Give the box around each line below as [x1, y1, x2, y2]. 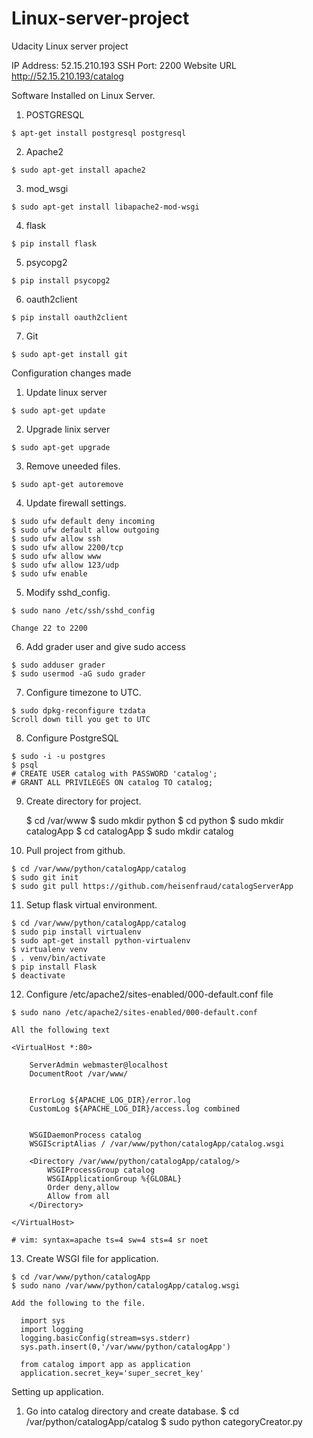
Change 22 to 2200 [11, 623, 88, 633]
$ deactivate [11, 970, 66, 981]
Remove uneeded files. [25, 460, 121, 472]
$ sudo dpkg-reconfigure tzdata [11, 705, 146, 716]
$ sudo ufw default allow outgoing [11, 525, 160, 535]
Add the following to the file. [11, 1298, 146, 1308]
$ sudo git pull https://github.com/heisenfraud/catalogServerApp [11, 881, 294, 891]
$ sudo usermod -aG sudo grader [11, 668, 146, 679]
